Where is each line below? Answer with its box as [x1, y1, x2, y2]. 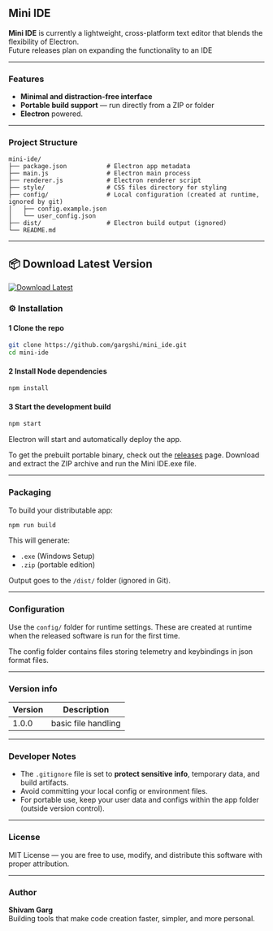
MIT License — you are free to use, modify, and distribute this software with [8, 850, 262, 860]
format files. [8, 655, 49, 665]
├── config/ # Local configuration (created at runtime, [8, 191, 260, 199]
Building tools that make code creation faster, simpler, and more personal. [8, 913, 256, 923]
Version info [8, 682, 58, 694]
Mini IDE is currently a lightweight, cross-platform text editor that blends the [8, 28, 263, 37]
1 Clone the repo [8, 323, 65, 332]
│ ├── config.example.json [8, 205, 107, 214]
